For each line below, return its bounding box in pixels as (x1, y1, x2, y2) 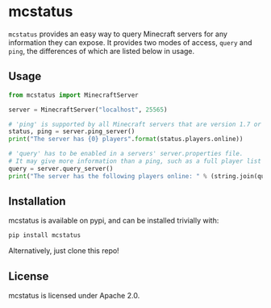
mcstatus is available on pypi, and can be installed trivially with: (8, 216, 219, 226)
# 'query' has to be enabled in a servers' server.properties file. (8, 150, 244, 158)
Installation (8, 194, 66, 208)
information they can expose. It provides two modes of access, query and (8, 37, 252, 47)
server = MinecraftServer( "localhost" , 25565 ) (8, 106, 168, 114)
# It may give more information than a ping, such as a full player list (8, 157, 262, 165)
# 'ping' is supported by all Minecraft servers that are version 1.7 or (8, 120, 262, 128)
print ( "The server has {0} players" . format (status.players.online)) (8, 135, 244, 144)
